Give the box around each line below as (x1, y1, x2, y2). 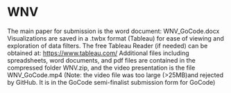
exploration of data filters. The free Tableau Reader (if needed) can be (7, 41, 208, 50)
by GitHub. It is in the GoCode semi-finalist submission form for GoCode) (7, 78, 216, 86)
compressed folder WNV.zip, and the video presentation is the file (7, 63, 196, 72)
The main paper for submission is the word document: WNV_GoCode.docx (7, 27, 220, 35)
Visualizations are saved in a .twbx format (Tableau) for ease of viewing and (7, 34, 224, 42)
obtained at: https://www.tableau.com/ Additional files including (7, 49, 189, 57)
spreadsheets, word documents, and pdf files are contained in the (7, 56, 196, 64)
